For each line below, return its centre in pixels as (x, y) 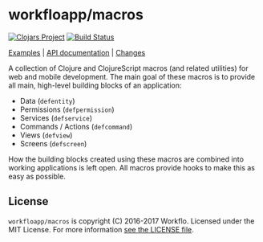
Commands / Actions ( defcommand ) (76, 126)
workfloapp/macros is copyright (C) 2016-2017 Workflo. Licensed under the (131, 221)
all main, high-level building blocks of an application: (95, 85)
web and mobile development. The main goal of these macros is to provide (132, 76)
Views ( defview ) (46, 135)
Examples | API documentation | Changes (77, 52)
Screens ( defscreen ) (53, 143)
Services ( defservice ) (56, 117)
